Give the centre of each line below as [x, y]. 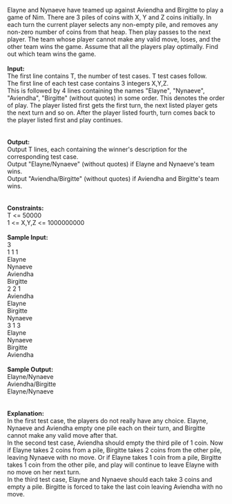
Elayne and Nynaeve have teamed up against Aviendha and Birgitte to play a [115, 10]
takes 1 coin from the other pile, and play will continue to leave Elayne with [113, 465]
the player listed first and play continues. [65, 120]
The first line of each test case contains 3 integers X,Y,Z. [88, 83]
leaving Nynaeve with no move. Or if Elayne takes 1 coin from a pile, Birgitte [114, 457]
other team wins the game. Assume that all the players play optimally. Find [113, 47]
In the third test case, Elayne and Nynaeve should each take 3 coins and [110, 479]
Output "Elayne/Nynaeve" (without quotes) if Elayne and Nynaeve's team [111, 164]
